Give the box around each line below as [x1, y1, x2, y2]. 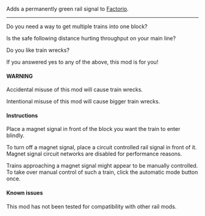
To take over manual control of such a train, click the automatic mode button [6, 168, 198, 176]
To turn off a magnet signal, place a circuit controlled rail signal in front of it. [6, 144, 197, 151]
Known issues [6, 189, 43, 196]
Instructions [6, 111, 38, 119]
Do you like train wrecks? [6, 47, 70, 54]
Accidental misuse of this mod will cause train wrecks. [6, 86, 143, 94]
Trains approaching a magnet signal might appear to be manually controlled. [6, 162, 198, 169]
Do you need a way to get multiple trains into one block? [6, 23, 148, 30]
